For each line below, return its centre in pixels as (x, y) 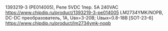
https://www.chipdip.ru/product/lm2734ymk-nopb (58, 23)
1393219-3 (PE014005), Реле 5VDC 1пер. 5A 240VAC (62, 7)
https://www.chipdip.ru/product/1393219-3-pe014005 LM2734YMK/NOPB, (84, 12)
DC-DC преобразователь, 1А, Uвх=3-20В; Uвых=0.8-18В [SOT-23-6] (79, 18)
